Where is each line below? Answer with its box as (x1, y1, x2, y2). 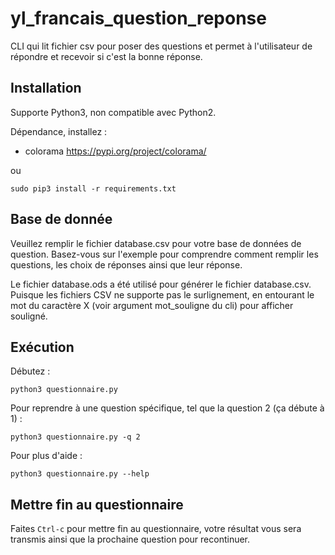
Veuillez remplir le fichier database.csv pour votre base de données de (10, 237, 302, 249)
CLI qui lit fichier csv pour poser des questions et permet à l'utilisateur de (10, 40, 313, 52)
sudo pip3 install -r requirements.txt (10, 183, 177, 194)
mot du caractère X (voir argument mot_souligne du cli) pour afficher (10, 299, 294, 311)
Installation (10, 80, 82, 97)
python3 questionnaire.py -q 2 (10, 432, 141, 442)
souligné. (10, 310, 48, 322)
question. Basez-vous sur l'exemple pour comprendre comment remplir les (10, 248, 319, 260)
